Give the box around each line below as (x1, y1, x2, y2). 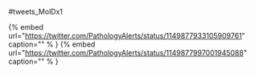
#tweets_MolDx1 (8, 7, 63, 16)
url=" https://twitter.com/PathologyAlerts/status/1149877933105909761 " (8, 31, 245, 40)
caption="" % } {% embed (8, 39, 96, 49)
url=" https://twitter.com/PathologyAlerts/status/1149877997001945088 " (8, 48, 248, 57)
